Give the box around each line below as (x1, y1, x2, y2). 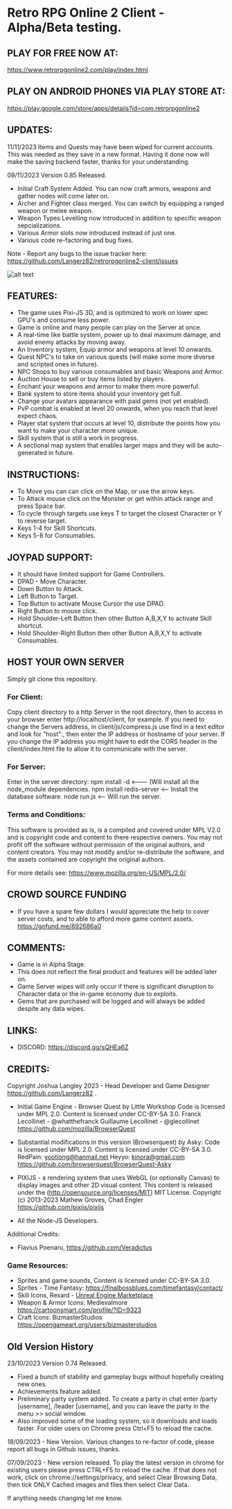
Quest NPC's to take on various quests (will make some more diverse (17, 352, 215, 361)
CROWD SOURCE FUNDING (7, 889, 127, 901)
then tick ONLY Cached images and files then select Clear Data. (7, 1481, 190, 1489)
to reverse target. (17, 517, 67, 525)
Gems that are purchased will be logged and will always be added (17, 997, 206, 1005)
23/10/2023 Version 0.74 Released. (7, 1359, 108, 1367)
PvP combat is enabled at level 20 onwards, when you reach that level (17, 404, 218, 413)
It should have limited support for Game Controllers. (17, 570, 166, 579)
